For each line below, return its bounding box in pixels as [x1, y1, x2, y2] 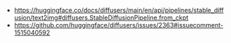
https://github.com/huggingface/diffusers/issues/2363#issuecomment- [13, 21, 224, 29]
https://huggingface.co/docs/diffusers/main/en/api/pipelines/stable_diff [13, 6, 225, 14]
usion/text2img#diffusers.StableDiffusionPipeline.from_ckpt [13, 13, 189, 22]
